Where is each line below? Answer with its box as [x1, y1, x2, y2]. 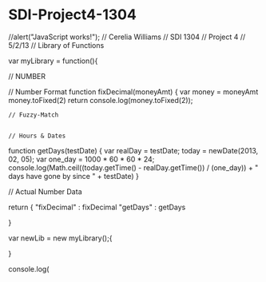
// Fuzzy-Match [8, 110, 59, 119]
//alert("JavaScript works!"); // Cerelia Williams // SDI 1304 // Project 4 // [8, 32, 246, 42]
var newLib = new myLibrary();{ [8, 233, 113, 243]
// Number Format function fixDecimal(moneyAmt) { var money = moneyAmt [8, 86, 259, 97]
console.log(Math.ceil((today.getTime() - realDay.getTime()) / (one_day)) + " [8, 162, 259, 173]
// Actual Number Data [8, 186, 82, 197]
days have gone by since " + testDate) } [8, 171, 140, 181]
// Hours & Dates [8, 132, 66, 140]
